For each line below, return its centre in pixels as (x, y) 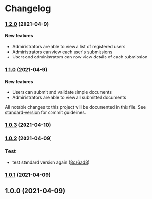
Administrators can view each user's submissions (62, 52)
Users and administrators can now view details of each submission (80, 57)
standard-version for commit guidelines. (46, 112)
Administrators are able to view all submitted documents (69, 98)
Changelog (28, 9)
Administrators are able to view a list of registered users (69, 47)
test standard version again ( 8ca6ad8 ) (51, 162)
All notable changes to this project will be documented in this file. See (76, 107)
